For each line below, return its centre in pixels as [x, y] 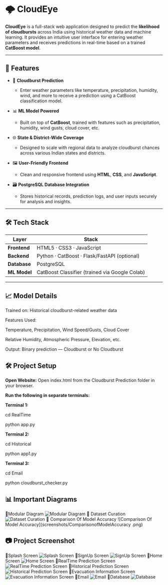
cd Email [14, 473]
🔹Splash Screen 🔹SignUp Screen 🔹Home [84, 555]
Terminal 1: [17, 405]
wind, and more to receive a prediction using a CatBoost [78, 95]
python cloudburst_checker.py [36, 483]
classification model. [41, 101]
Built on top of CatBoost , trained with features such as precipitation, [90, 122]
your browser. [19, 386]
